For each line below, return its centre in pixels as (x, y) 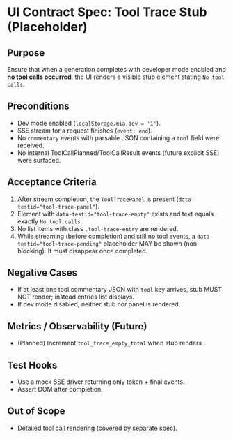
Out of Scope (36, 411)
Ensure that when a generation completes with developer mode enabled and (116, 69)
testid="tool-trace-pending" (59, 244)
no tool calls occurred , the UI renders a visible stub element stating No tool (116, 77)
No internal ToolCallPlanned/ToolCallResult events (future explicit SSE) (118, 152)
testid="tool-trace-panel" (56, 207)
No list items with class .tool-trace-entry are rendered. (98, 228)
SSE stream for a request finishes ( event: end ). (85, 131)
